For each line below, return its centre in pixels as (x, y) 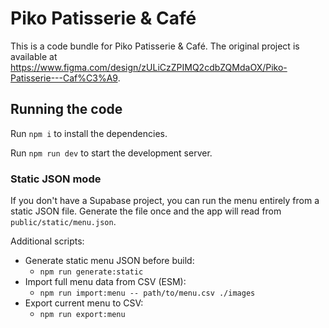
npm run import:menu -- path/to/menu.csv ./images (147, 293)
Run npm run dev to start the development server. (111, 153)
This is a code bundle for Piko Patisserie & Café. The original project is (155, 46)
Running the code (66, 109)
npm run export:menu (82, 315)
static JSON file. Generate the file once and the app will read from (146, 211)
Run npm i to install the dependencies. (89, 133)
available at (34, 56)
